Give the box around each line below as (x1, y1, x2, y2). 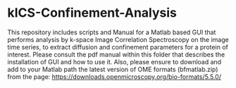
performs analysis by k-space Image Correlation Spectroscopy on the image (7, 35, 229, 43)
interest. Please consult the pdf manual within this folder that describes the (7, 50, 225, 59)
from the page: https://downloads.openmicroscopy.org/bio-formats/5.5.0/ (7, 72, 222, 81)
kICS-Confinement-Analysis (7, 5, 178, 21)
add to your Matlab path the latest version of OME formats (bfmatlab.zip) (7, 65, 218, 73)
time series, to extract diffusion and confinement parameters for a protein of (7, 43, 229, 51)
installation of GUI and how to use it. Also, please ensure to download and (7, 57, 222, 66)
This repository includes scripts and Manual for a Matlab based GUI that (7, 28, 216, 36)
